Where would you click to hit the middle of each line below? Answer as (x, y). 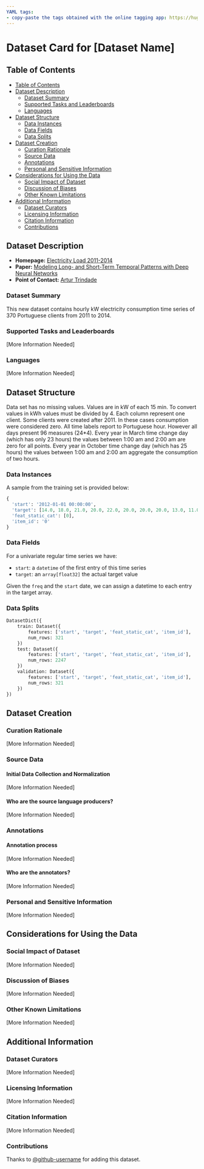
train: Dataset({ (39, 627)
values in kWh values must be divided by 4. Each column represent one (96, 413)
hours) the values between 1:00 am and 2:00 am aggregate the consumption (102, 452)
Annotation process (32, 845)
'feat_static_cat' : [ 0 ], (43, 516)
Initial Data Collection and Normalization (58, 774)
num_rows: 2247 (47, 660)
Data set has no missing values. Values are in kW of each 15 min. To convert (101, 407)
